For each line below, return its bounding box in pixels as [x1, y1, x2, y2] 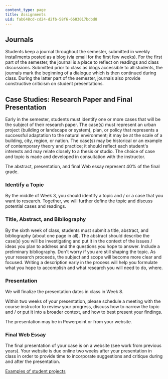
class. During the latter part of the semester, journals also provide [5, 75, 141, 81]
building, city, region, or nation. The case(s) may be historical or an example [5, 138, 162, 144]
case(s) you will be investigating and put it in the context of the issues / [5, 238, 152, 244]
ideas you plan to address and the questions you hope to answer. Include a [5, 243, 160, 249]
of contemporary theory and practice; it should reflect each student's [5, 143, 149, 149]
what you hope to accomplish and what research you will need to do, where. [5, 265, 163, 271]
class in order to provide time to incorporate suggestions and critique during [5, 353, 163, 359]
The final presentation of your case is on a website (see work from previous [5, 342, 162, 349]
